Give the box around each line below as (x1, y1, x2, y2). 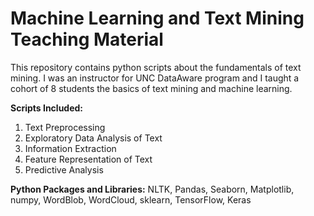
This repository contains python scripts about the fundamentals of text (10, 61, 302, 73)
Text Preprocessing (24, 121, 106, 133)
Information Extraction (24, 142, 117, 154)
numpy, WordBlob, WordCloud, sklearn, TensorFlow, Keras (10, 193, 252, 206)
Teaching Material (10, 28, 164, 51)
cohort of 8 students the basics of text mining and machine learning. (10, 82, 293, 94)
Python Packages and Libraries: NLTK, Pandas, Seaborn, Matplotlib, (10, 183, 295, 195)
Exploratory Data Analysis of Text (24, 132, 163, 144)
